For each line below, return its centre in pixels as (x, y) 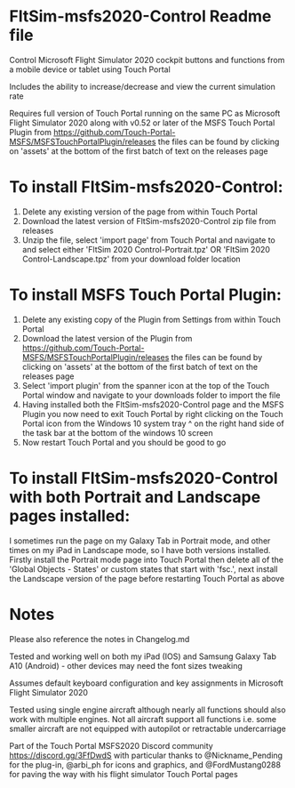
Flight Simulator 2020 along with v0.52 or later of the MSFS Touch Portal (142, 123)
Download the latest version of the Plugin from (107, 338)
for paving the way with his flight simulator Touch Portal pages (124, 774)
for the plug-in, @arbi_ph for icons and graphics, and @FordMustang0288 (145, 764)
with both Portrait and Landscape (135, 497)
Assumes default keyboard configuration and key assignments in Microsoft (147, 683)
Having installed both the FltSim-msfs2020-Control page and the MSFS (153, 404)
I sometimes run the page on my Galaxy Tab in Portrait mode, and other (140, 541)
